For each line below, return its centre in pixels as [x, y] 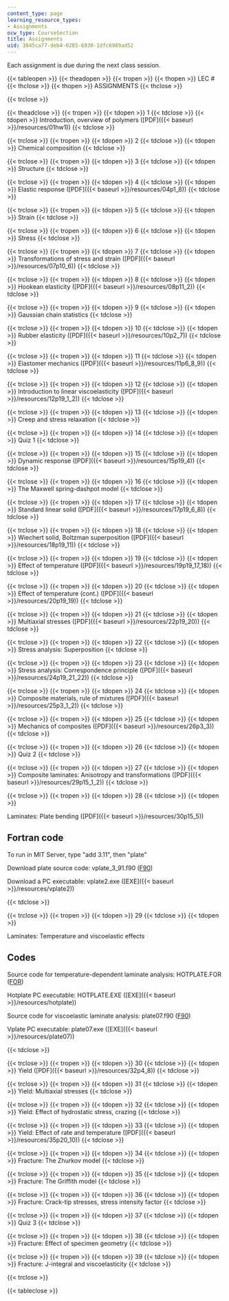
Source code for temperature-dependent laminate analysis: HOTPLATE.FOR [115, 974]
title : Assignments [35, 39]
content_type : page [35, 13]
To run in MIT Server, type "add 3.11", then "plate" [77, 854]
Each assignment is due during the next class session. [84, 65]
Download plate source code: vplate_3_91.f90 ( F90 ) [80, 868]
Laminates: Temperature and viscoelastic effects [76, 936]
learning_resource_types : [44, 20]
